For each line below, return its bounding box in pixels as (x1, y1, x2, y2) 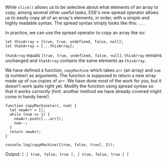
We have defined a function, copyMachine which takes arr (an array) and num (5, 67, 161, 73)
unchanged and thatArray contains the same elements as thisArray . (5, 58, 146, 64)
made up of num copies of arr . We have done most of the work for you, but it (5, 78, 162, 83)
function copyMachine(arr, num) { (5, 103, 77, 108)
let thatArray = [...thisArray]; (5, 44, 75, 49)
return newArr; (9, 129, 41, 134)
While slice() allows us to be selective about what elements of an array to (5, 4, 159, 10)
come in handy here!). (5, 94, 51, 99)
